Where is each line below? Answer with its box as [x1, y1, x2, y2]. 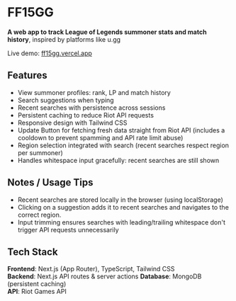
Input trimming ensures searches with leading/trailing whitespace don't [17, 217, 225, 227]
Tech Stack [7, 246, 58, 258]
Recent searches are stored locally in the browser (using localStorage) [17, 195, 223, 204]
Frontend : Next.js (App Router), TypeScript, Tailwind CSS [7, 265, 175, 273]
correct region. [17, 210, 62, 219]
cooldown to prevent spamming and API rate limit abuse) [17, 133, 184, 142]
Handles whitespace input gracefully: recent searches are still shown [17, 156, 220, 164]
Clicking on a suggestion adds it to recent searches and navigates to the [17, 203, 229, 211]
